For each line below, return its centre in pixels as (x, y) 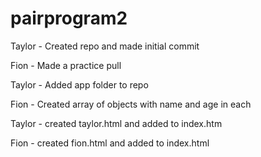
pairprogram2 (69, 18)
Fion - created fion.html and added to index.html (110, 143)
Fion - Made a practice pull (66, 65)
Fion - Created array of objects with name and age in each (131, 104)
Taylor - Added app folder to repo (79, 84)
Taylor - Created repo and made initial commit (105, 46)
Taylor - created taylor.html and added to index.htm (116, 123)
